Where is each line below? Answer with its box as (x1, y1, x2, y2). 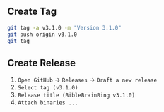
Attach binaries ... (17, 99, 78, 106)
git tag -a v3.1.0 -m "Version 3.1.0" (7, 24, 122, 31)
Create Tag (7, 6, 57, 18)
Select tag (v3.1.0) (17, 85, 78, 92)
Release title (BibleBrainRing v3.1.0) (17, 92, 136, 99)
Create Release (7, 56, 76, 69)
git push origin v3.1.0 (7, 31, 78, 38)
